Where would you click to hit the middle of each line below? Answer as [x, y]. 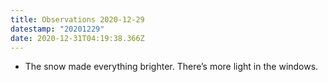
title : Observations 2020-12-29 [77, 19]
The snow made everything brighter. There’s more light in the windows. [171, 67]
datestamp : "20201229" [57, 29]
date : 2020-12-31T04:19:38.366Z [77, 38]
